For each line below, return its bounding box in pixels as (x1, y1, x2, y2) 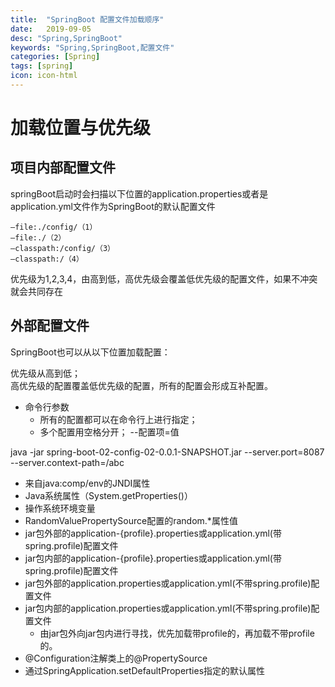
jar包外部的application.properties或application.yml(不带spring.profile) (24, 577, 312, 589)
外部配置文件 (10, 317, 90, 335)
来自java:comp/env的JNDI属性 (24, 477, 151, 489)
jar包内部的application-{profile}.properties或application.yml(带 (24, 552, 282, 564)
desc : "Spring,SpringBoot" (10, 33, 123, 43)
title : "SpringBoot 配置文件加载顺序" (10, 14, 165, 25)
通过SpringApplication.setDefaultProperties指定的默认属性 (24, 664, 266, 676)
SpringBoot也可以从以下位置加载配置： (10, 346, 171, 358)
